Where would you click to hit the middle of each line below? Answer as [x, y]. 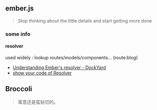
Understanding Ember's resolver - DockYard [59, 67]
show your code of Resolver [42, 73]
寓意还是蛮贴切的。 [38, 102]
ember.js [20, 8]
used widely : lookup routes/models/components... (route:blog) [72, 57]
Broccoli [19, 89]
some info [18, 34]
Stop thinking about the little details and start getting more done [85, 20]
